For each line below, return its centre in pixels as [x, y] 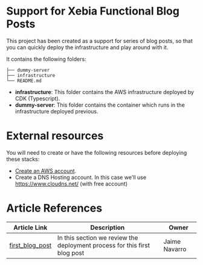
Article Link [31, 227]
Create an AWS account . [46, 170]
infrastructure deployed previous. [56, 111]
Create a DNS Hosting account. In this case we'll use [81, 177]
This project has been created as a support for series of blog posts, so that [99, 41]
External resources [55, 136]
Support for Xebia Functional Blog [93, 11]
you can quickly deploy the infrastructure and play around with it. [87, 47]
